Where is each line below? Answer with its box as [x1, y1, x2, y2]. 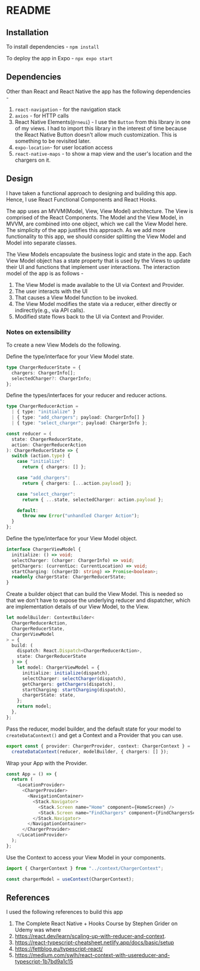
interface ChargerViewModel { [6, 546, 82, 552]
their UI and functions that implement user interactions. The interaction [6, 263, 180, 270]
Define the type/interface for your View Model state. [6, 352, 135, 360]
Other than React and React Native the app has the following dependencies [6, 88, 191, 95]
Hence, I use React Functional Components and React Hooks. [6, 196, 157, 203]
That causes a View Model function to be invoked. [14, 293, 138, 301]
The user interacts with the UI [14, 287, 88, 295]
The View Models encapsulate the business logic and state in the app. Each [6, 251, 192, 258]
